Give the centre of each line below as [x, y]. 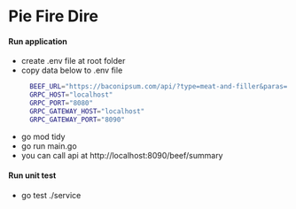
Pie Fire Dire [54, 16]
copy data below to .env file [72, 70]
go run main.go [49, 146]
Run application [38, 41]
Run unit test [32, 175]
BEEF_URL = [47, 87]
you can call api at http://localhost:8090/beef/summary [122, 155]
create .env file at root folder [73, 61]
